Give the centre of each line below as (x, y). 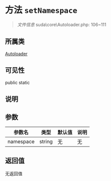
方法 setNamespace (41, 10)
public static (18, 82)
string (46, 141)
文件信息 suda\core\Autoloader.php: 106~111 (62, 25)
